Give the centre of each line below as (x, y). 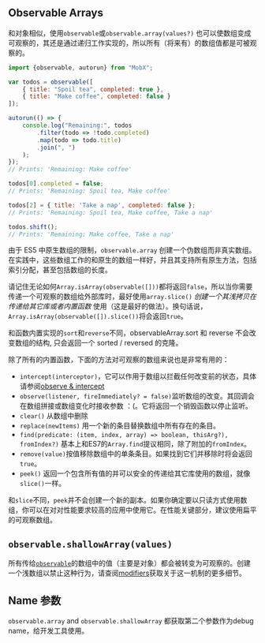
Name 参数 (35, 600)
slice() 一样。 (42, 484)
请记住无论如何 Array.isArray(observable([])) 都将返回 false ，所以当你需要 (131, 286)
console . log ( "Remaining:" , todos (77, 125)
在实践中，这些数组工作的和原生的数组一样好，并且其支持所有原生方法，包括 (132, 260)
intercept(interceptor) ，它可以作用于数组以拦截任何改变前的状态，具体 (138, 376)
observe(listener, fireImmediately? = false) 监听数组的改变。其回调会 (137, 396)
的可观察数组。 (32, 520)
